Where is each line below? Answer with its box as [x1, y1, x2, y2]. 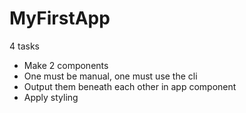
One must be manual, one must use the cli [23, 70, 198, 82]
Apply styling [23, 91, 79, 103]
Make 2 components [23, 59, 109, 71]
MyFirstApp [9, 7, 111, 30]
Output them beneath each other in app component [23, 80, 237, 92]
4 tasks [9, 40, 40, 52]
